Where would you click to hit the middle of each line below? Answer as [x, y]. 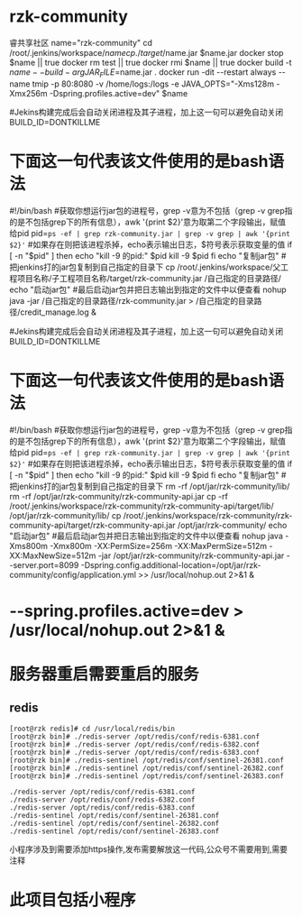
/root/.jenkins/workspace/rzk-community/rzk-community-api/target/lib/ [142, 506]
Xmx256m [28, 93]
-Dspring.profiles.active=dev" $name [119, 93]
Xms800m [28, 546]
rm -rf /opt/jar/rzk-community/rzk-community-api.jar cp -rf [119, 496]
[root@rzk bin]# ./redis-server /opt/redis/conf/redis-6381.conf [134, 737]
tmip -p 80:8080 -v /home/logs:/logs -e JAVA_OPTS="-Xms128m [153, 84]
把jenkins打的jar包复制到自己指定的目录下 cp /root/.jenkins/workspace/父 [145, 267]
